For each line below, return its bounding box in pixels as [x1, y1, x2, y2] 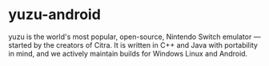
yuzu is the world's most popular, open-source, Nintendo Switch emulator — [8, 32, 261, 41]
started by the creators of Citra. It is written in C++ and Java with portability [8, 40, 259, 49]
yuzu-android [8, 6, 102, 24]
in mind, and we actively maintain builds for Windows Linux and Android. [8, 49, 248, 58]
